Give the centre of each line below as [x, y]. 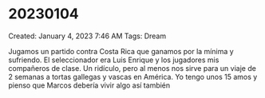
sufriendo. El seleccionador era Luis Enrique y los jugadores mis [114, 60]
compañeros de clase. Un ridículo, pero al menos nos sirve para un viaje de [132, 68]
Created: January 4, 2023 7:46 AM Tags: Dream [87, 36]
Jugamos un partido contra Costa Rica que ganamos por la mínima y [121, 51]
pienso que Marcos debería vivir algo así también [89, 85]
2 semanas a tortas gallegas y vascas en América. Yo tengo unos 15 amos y [133, 76]
